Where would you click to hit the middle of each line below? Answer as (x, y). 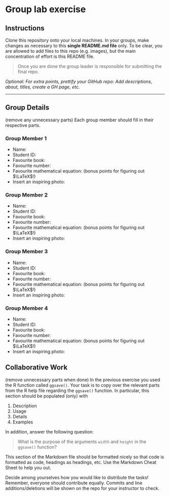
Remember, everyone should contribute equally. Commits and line (74, 483)
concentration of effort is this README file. (50, 56)
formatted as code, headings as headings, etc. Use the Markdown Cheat (81, 462)
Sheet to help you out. (28, 468)
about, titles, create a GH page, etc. (42, 87)
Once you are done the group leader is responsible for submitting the (90, 66)
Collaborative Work (36, 367)
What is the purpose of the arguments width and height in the (82, 441)
